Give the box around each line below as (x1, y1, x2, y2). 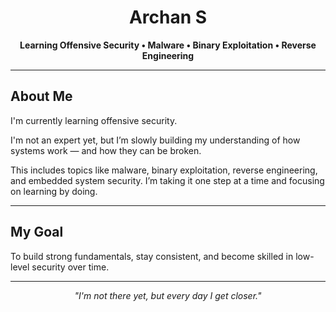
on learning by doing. (10, 185, 98, 197)
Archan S (128, 6, 208, 29)
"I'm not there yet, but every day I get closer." (74, 289, 262, 301)
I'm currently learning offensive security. (10, 114, 178, 126)
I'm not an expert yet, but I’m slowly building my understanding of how (10, 134, 301, 146)
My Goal (10, 224, 64, 241)
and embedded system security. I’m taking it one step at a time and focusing (10, 174, 325, 186)
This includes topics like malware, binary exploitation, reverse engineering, (10, 164, 318, 176)
